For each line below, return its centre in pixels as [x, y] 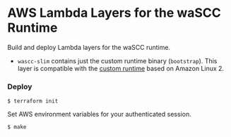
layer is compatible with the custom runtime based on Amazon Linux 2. [121, 68]
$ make [17, 127]
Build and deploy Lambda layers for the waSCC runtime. [89, 47]
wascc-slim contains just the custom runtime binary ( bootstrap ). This [117, 60]
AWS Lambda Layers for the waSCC [114, 13]
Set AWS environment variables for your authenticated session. [100, 115]
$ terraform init [33, 101]
